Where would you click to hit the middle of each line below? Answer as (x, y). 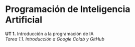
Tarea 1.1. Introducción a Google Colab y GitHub (55, 39)
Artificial (24, 20)
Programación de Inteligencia (68, 9)
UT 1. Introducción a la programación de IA (49, 33)
